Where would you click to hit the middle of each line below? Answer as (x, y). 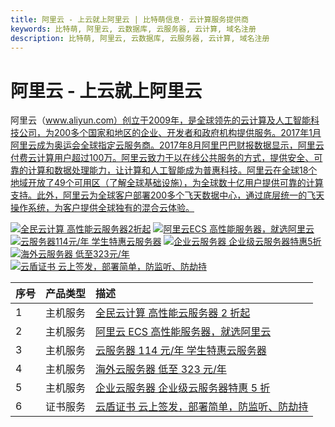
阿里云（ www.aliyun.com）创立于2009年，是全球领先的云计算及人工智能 (161, 120)
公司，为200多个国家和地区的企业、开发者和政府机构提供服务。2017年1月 (170, 133)
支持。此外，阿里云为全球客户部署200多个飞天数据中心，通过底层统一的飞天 (167, 195)
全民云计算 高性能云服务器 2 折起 (173, 313)
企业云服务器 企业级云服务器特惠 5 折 (183, 388)
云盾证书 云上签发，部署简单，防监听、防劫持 (202, 407)
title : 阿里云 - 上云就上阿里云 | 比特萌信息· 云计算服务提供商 (129, 19)
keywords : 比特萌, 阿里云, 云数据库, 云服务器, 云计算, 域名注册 (133, 29)
